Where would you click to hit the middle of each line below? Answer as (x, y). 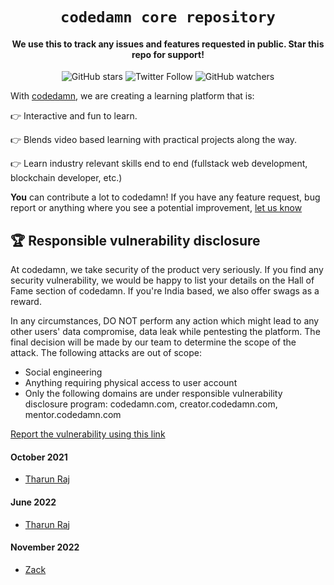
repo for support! (168, 54)
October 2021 (39, 457)
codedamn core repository (168, 17)
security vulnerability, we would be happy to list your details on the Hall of (162, 280)
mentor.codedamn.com (73, 415)
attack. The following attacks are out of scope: (106, 353)
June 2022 (33, 502)
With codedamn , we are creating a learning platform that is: (132, 96)
